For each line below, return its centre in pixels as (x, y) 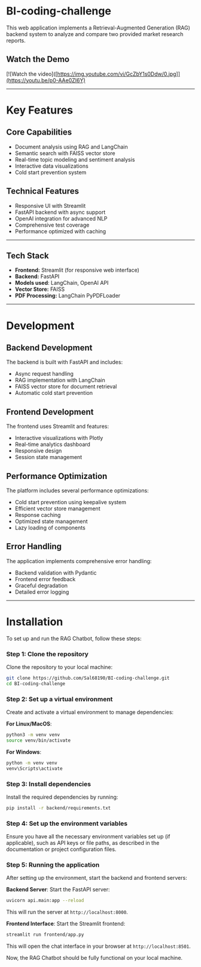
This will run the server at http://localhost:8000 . (67, 912)
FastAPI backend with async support (60, 212)
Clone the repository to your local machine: (60, 667)
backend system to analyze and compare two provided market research (95, 34)
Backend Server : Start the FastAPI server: (58, 889)
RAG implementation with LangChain (60, 380)
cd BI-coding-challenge (36, 683)
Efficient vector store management (57, 508)
